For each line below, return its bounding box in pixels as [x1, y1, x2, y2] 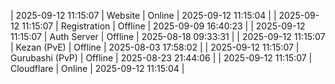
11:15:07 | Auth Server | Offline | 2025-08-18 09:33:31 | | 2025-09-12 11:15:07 [10, 31, 326, 42]
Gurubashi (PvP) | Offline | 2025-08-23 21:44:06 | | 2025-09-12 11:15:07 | [10, 52, 313, 64]
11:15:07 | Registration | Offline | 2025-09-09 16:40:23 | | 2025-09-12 [21, 20, 306, 32]
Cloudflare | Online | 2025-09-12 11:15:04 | [10, 63, 185, 74]
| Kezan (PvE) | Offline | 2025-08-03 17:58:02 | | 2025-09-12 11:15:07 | [10, 41, 300, 53]
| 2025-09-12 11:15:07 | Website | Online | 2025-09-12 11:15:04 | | [10, 10, 277, 21]
